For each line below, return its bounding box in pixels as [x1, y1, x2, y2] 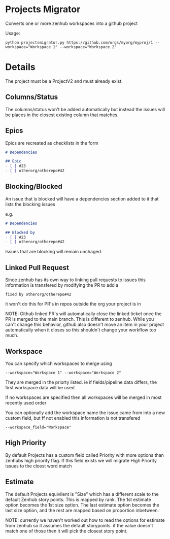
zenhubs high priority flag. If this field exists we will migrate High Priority [5, 457, 157, 463]
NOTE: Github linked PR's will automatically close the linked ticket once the [5, 311, 162, 317]
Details [5, 61, 36, 73]
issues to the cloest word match [5, 463, 72, 469]
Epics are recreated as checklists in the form [5, 140, 98, 146]
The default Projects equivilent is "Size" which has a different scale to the [5, 491, 159, 497]
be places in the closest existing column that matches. [5, 112, 119, 118]
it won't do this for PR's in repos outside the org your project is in [5, 301, 141, 307]
